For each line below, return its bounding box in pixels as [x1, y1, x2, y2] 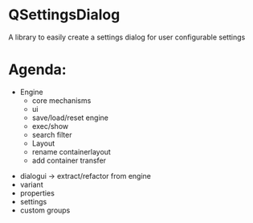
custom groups [19, 205, 71, 215]
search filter [31, 130, 72, 139]
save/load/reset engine [31, 113, 108, 122]
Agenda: [8, 60, 67, 79]
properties [19, 188, 55, 198]
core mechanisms [31, 95, 92, 105]
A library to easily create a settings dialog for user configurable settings [8, 32, 246, 42]
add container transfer [31, 155, 107, 165]
